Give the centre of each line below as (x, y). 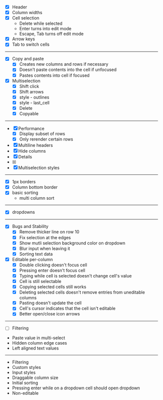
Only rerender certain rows (46, 139)
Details (25, 157)
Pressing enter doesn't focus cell (52, 270)
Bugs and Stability (30, 226)
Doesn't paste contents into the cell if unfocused (68, 70)
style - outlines (34, 97)
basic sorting (25, 193)
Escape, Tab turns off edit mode (51, 34)
